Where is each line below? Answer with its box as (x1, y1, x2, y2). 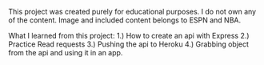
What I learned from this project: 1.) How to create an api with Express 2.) (8, 31, 250, 40)
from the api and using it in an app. (8, 48, 123, 57)
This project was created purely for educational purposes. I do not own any (8, 7, 257, 16)
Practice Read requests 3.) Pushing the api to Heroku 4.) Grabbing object (8, 39, 250, 49)
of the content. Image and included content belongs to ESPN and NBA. (8, 15, 242, 25)
